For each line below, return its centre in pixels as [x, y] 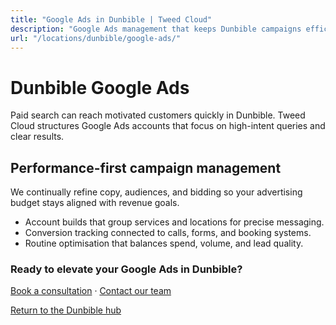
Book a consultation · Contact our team [91, 291]
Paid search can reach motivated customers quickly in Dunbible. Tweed [158, 115]
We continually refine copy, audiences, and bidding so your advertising [156, 192]
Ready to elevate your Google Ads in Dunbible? [126, 269]
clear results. [37, 137]
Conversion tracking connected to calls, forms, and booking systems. [168, 233]
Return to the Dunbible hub [66, 310]
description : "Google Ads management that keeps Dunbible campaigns [156, 29]
